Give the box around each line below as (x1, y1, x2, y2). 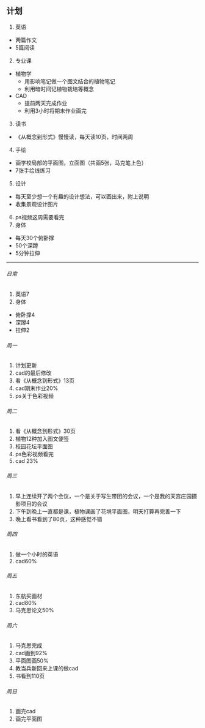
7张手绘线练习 (15, 167, 51, 174)
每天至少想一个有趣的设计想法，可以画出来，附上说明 (15, 192, 149, 200)
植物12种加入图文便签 (15, 435, 70, 443)
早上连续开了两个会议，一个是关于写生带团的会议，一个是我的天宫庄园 (15, 492, 192, 500)
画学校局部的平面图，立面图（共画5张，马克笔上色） (15, 159, 148, 167)
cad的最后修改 (15, 369, 52, 377)
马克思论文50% (15, 607, 54, 614)
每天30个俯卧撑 (15, 234, 55, 241)
